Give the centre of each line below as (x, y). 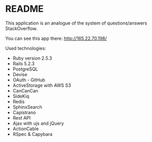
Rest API (22, 117)
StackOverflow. (21, 28)
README (24, 9)
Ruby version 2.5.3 (32, 58)
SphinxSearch (27, 107)
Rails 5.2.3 (23, 63)
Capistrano (24, 112)
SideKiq (21, 96)
